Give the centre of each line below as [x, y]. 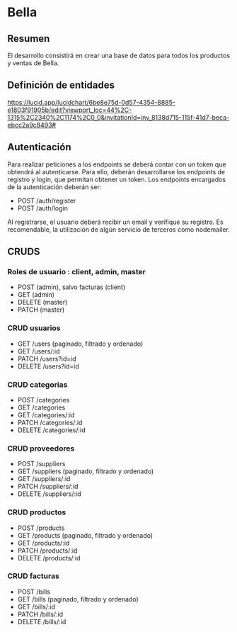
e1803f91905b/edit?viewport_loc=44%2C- [70, 110]
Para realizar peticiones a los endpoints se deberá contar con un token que [117, 164]
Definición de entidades [61, 85]
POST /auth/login [43, 208]
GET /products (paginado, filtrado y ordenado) [85, 535]
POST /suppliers [41, 464]
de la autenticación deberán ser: [54, 187]
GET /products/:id [44, 543]
